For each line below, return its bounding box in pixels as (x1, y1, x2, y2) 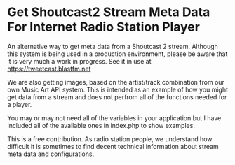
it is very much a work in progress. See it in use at (7, 57, 152, 65)
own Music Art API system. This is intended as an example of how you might (7, 85, 229, 94)
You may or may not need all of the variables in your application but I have (7, 113, 222, 122)
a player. (7, 100, 32, 108)
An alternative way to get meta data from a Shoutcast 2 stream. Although (7, 42, 219, 50)
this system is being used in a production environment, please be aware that (7, 50, 228, 58)
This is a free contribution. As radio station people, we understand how (7, 134, 213, 143)
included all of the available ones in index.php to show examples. (7, 121, 195, 129)
